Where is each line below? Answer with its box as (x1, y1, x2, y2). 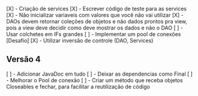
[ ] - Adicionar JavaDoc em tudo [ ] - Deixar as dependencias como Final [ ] (6, 70, 193, 77)
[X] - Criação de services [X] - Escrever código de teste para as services (6, 5, 187, 12)
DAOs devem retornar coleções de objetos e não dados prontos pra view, (6, 18, 188, 25)
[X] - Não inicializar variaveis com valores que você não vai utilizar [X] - (6, 11, 184, 19)
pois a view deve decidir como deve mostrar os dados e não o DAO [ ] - (6, 24, 183, 31)
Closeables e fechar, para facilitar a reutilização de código (6, 83, 150, 90)
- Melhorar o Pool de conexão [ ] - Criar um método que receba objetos (6, 76, 183, 83)
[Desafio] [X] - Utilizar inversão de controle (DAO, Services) (6, 37, 154, 44)
